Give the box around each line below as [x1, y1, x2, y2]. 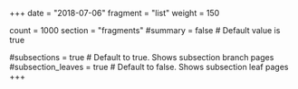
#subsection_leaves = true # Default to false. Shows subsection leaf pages [9, 62, 289, 72]
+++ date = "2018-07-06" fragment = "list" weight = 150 [9, 8, 220, 18]
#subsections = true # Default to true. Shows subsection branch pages [9, 52, 274, 62]
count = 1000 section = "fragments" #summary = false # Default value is [9, 25, 281, 35]
